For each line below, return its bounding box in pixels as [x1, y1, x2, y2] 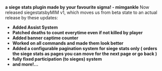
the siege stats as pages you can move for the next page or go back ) [12, 51, 158, 57]
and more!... [12, 62, 39, 67]
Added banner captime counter [12, 35, 78, 41]
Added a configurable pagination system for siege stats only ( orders [12, 46, 158, 51]
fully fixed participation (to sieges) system [12, 56, 102, 62]
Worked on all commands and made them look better [12, 40, 124, 46]
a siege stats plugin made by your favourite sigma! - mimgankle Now [5, 4, 150, 10]
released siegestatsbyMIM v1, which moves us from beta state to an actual [5, 9, 158, 15]
